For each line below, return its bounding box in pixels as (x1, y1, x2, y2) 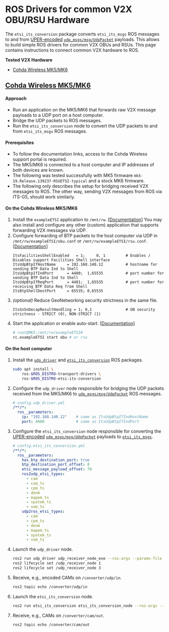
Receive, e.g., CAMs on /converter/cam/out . (12, 612, 104, 618)
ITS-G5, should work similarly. (12, 193, 76, 200)
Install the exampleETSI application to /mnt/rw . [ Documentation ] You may (12, 216, 162, 223)
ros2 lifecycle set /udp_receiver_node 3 (12, 565, 101, 571)
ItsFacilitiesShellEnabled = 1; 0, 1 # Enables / (12, 253, 151, 258)
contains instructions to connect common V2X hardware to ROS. (5, 47, 140, 53)
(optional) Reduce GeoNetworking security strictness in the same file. (12, 297, 158, 303)
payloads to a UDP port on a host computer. (12, 112, 104, 118)
